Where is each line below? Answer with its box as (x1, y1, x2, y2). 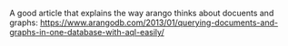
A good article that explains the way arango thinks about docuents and (9, 8, 274, 18)
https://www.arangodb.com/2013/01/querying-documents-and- (39, 17, 279, 28)
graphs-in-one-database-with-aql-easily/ (9, 27, 165, 37)
